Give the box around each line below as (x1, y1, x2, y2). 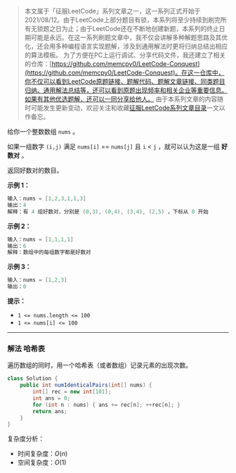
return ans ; (32, 408, 68, 415)
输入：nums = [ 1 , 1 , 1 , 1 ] (7, 236, 74, 243)
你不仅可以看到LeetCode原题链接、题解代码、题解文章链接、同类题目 (24, 77, 225, 85)
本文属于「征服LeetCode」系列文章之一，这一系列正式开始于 (24, 7, 201, 15)
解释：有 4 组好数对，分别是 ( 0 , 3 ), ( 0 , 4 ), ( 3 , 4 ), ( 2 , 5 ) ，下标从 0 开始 (7, 208, 209, 215)
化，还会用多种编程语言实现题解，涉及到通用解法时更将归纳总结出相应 (24, 42, 228, 50)
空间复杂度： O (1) (17, 458, 67, 467)
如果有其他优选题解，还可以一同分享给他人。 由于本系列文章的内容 (24, 95, 218, 103)
